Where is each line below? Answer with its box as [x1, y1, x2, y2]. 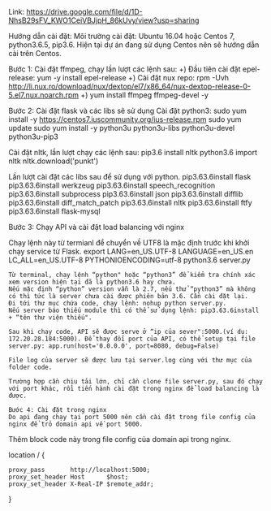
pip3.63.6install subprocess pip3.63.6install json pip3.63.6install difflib [8, 189, 243, 198]
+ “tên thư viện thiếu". [8, 314, 92, 322]
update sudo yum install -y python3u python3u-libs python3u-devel [8, 123, 235, 132]
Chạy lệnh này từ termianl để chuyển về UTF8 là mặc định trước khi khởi [8, 238, 250, 247]
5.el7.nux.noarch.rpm [8, 90, 80, 100]
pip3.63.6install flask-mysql [8, 206, 101, 216]
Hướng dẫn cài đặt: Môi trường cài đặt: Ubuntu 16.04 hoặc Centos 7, [8, 32, 235, 41]
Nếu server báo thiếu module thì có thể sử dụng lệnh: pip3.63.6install [8, 306, 260, 314]
